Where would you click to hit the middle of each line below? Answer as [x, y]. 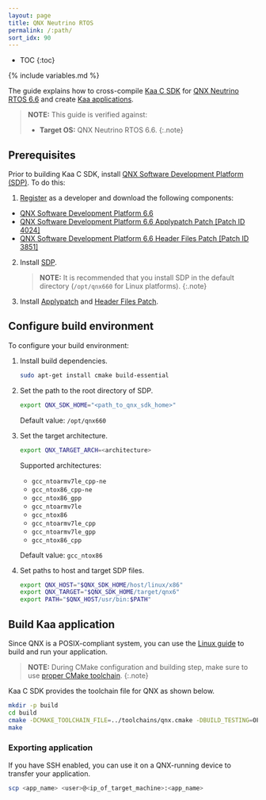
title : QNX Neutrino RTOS [51, 23]
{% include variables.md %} [54, 75]
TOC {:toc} [37, 60]
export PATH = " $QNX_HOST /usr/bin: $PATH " [85, 599]
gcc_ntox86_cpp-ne [62, 490]
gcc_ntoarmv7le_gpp [64, 532]
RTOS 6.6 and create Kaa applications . [71, 99]
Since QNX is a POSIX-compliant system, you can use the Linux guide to [126, 643]
